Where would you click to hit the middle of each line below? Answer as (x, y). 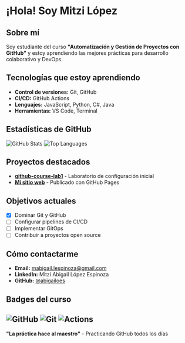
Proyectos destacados (48, 162)
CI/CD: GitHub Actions (42, 98)
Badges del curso (39, 299)
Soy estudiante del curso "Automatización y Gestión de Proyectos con (93, 47)
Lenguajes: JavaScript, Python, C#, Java (64, 104)
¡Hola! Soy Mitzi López (62, 11)
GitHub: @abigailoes (40, 281)
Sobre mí (23, 33)
